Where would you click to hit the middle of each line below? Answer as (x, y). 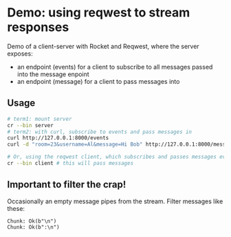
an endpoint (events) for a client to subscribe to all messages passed (115, 67)
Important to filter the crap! (67, 184)
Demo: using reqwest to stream (99, 13)
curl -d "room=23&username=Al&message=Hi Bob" (75, 145)
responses (38, 27)
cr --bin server (30, 125)
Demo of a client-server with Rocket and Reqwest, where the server (103, 46)
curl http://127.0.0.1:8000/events (58, 138)
